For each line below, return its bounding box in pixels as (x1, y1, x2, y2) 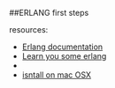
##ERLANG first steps (9, 8, 89, 18)
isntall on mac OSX (21, 70, 91, 80)
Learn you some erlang (21, 51, 107, 61)
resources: (9, 25, 49, 34)
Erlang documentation (21, 41, 103, 52)
